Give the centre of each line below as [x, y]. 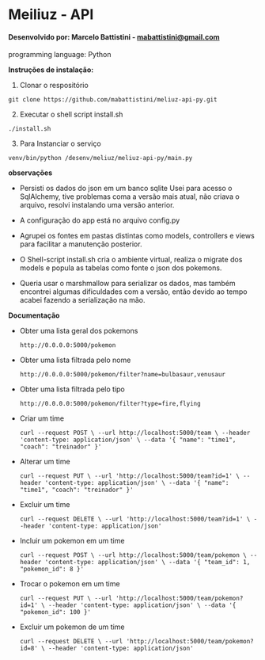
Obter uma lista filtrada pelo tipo [72, 389]
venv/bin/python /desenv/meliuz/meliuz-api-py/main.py [100, 158]
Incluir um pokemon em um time [72, 541]
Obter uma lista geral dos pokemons [79, 331]
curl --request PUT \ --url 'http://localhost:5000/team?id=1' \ [129, 476]
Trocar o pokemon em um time [70, 584]
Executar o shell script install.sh [71, 114]
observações [30, 173]
